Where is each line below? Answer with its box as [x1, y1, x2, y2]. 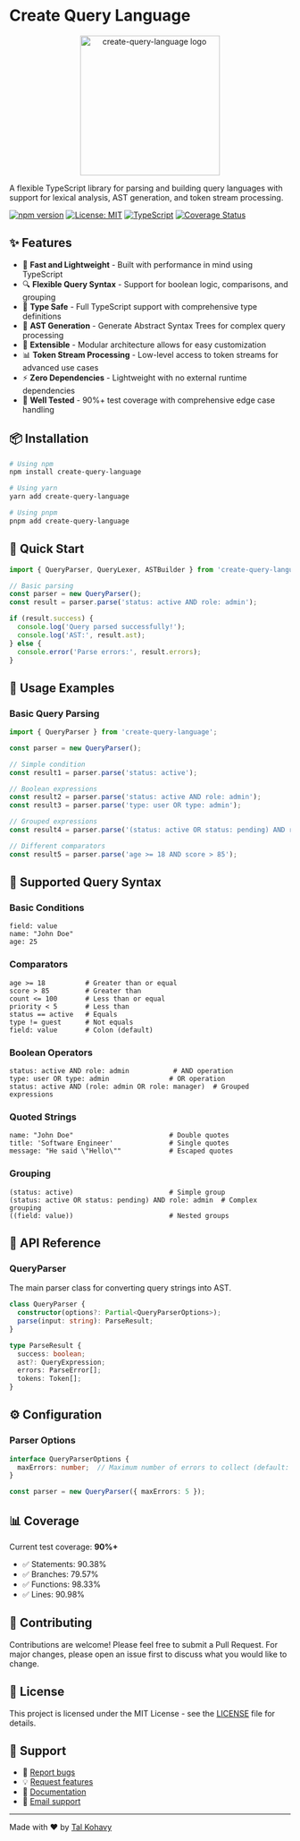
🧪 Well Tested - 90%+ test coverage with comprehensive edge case [21, 395, 275, 405]
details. [9, 1717, 37, 1728]
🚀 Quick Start [9, 541, 85, 557]
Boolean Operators [9, 1046, 94, 1059]
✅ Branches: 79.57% [21, 1569, 99, 1580]
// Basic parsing [9, 581, 74, 591]
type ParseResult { [9, 1341, 82, 1350]
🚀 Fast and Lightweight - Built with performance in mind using [21, 259, 253, 269]
